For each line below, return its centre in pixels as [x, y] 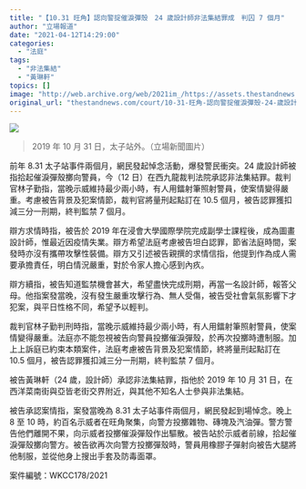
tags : [20, 60]
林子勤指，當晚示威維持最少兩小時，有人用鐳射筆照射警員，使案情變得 [148, 188]
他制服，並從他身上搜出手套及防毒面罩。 [85, 456]
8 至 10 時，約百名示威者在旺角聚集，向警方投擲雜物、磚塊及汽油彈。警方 [147, 422]
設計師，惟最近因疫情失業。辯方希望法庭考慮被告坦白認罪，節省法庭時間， [149, 242]
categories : [32, 43]
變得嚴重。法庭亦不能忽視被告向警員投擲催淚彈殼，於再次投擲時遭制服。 [153, 338]
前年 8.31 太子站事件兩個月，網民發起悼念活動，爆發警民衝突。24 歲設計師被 [153, 166]
